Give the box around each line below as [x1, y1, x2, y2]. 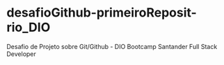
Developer [6, 50, 36, 58]
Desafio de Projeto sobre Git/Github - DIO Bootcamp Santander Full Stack [6, 42, 218, 50]
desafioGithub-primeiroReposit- [6, 5, 198, 21]
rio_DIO [6, 19, 51, 35]
